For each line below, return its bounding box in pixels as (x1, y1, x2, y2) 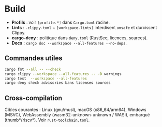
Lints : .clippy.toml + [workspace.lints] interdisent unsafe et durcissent (11, 24, 157, 30)
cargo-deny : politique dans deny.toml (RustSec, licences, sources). (11, 35, 148, 41)
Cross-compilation (4, 94, 62, 102)
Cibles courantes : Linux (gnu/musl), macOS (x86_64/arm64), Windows (4, 107, 147, 112)
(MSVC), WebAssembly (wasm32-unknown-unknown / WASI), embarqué (4, 112, 150, 118)
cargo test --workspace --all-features (4, 76, 88, 81)
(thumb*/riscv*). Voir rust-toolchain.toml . (4, 117, 90, 123)
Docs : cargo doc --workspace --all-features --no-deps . (11, 40, 127, 46)
